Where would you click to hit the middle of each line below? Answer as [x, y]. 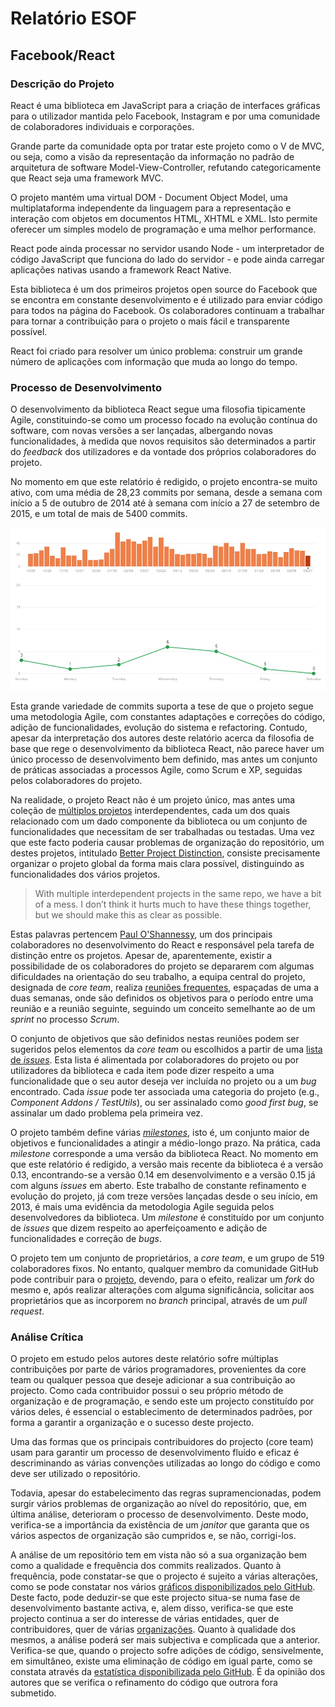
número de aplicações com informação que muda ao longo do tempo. [154, 361]
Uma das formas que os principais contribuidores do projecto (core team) [162, 1442]
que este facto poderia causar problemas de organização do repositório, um [167, 843]
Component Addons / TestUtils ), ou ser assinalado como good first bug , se [164, 1103]
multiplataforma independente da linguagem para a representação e [151, 208]
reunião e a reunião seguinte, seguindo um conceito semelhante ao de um [163, 1009]
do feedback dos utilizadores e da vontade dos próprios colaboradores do [163, 452]
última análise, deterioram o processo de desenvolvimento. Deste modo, [159, 1514]
